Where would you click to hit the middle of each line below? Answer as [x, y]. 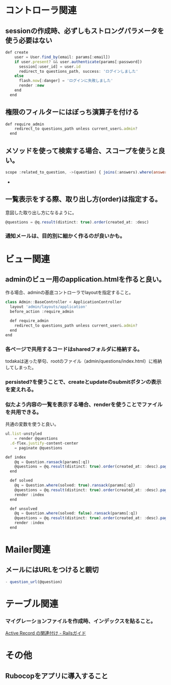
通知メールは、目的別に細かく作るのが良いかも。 [65, 236]
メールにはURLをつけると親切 [52, 570]
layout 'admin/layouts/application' [49, 307]
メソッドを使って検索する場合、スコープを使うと [82, 151]
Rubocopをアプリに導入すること [57, 676]
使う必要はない [29, 40]
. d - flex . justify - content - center [44, 443]
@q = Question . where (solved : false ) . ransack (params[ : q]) [76, 513]
